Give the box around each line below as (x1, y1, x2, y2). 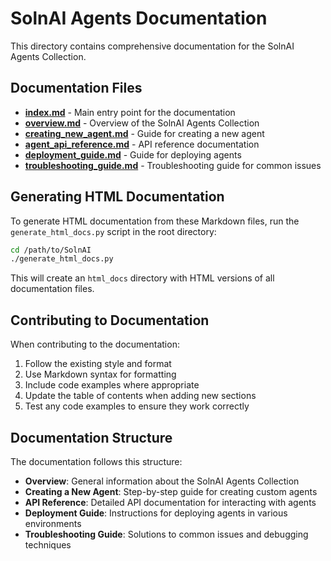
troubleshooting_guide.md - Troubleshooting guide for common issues (24, 159, 322, 171)
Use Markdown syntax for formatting (24, 368, 177, 381)
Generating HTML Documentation (10, 188, 225, 206)
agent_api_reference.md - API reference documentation (24, 138, 260, 150)
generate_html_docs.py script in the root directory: (10, 225, 217, 237)
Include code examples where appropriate (24, 379, 200, 391)
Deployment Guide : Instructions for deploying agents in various (24, 507, 288, 519)
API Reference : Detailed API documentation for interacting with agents (24, 496, 317, 508)
